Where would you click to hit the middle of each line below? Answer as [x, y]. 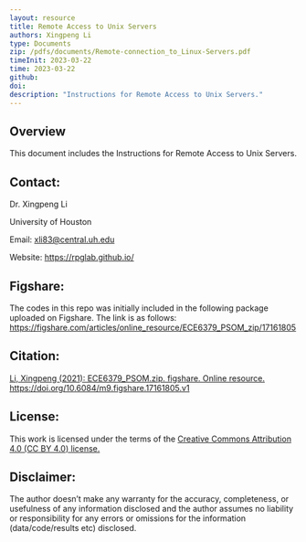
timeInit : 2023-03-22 [51, 60]
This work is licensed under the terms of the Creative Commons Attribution [151, 439]
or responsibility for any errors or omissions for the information [128, 518]
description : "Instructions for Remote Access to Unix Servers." [136, 94]
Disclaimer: [42, 477]
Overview [38, 131]
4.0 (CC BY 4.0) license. [55, 448]
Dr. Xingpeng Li [39, 204]
